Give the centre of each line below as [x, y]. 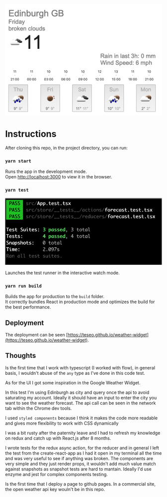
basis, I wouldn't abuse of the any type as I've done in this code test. [75, 373]
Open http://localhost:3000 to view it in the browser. [59, 177]
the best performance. [28, 307]
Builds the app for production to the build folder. [55, 297]
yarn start [18, 161]
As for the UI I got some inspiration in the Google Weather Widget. [73, 382]
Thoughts [21, 356]
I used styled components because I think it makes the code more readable [82, 418]
